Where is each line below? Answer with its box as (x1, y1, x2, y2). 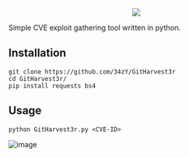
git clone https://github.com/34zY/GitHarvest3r (8, 67, 176, 76)
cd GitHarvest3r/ (8, 74, 67, 83)
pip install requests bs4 (8, 82, 96, 90)
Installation (8, 46, 67, 60)
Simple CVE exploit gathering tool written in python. (8, 23, 181, 32)
